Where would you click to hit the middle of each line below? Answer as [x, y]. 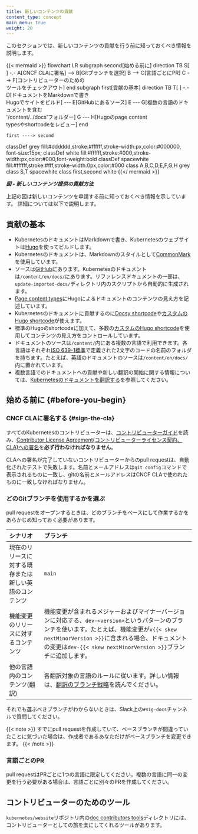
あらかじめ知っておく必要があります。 [52, 520]
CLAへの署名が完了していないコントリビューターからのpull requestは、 [93, 459]
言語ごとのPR [25, 760]
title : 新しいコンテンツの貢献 [39, 12]
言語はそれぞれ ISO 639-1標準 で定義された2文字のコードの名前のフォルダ [103, 350]
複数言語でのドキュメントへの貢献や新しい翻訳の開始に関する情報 [95, 372]
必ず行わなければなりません [77, 447]
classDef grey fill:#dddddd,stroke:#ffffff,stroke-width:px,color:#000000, [94, 147]
